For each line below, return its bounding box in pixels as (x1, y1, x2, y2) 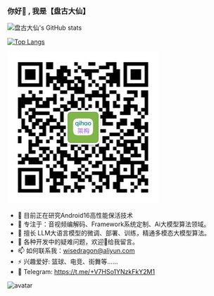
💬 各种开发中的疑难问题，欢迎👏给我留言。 (17, 238, 139, 246)
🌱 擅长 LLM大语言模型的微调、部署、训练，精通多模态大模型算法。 (17, 229, 211, 238)
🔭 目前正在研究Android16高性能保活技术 (17, 211, 134, 220)
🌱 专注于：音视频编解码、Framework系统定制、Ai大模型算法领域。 (17, 220, 210, 228)
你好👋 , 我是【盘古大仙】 (7, 6, 90, 16)
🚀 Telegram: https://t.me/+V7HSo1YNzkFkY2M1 (17, 268, 156, 276)
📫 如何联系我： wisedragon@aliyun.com (17, 247, 135, 255)
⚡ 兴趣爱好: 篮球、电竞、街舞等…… (17, 257, 118, 266)
